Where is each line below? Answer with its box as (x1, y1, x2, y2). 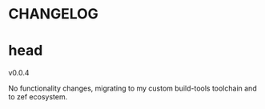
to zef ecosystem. (8, 92, 68, 102)
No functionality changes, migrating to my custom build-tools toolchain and (8, 83, 258, 93)
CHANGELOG (8, 5, 98, 23)
